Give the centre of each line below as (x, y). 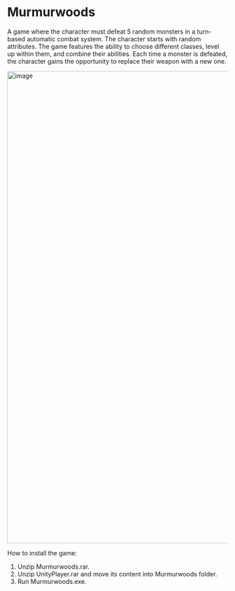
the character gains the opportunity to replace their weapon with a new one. (117, 61)
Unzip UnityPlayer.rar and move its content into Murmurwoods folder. (117, 574)
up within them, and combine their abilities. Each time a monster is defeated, (117, 54)
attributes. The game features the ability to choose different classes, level (113, 46)
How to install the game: (42, 553)
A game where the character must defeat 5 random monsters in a (101, 31)
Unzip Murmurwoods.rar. (54, 567)
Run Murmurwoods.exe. (52, 581)
